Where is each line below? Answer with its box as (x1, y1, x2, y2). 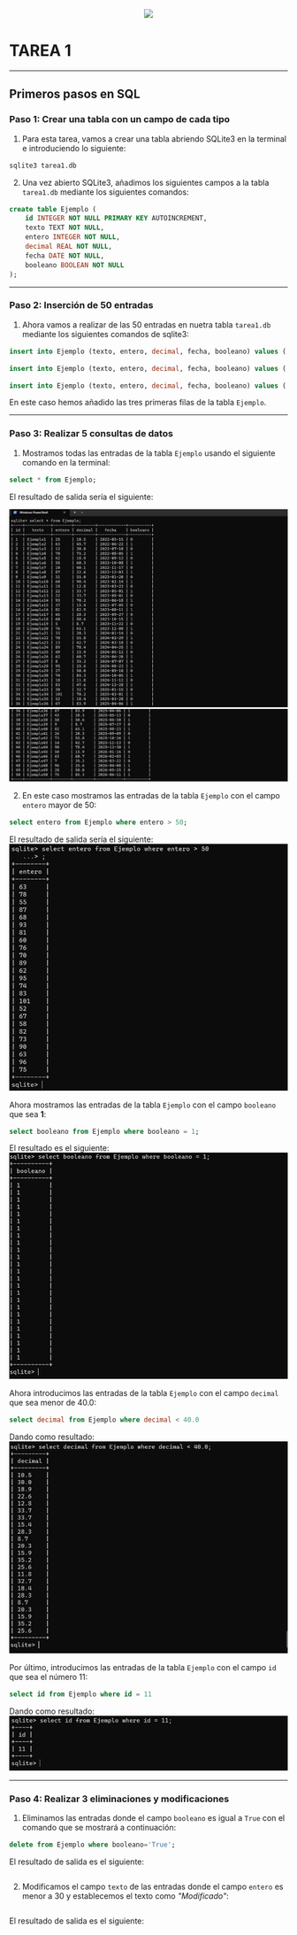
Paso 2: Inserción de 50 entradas (9, 299, 154, 312)
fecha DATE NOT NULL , (25, 251, 104, 260)
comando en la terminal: (21, 457, 110, 467)
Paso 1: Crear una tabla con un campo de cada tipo (9, 113, 231, 126)
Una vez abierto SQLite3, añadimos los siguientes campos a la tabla (21, 177, 270, 188)
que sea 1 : (9, 1108, 47, 1119)
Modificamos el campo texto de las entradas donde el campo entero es (21, 1881, 284, 1893)
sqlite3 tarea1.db (9, 161, 77, 170)
